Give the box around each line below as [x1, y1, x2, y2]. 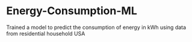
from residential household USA [6, 30, 85, 37]
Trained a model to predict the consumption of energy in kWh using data [6, 24, 187, 31]
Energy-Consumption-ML [6, 4, 137, 18]
